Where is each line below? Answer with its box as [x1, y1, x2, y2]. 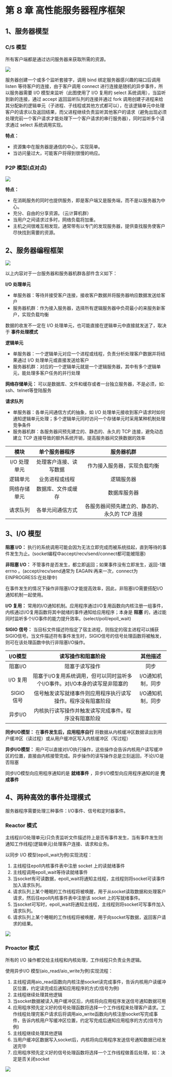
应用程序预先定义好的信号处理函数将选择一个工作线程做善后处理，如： [12, 1050, 161, 1056]
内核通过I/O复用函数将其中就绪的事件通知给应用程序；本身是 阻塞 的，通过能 [5, 609, 167, 615]
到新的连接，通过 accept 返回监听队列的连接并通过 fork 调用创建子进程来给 [5, 96, 164, 102]
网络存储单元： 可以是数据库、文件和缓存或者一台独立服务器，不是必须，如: [5, 381, 165, 387]
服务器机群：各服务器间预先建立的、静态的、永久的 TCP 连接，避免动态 [12, 428, 164, 435]
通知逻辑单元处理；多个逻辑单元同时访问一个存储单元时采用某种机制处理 [12, 415, 165, 422]
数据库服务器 [107, 489, 139, 496]
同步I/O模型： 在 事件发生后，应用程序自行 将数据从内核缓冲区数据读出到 [5, 729, 158, 735]
